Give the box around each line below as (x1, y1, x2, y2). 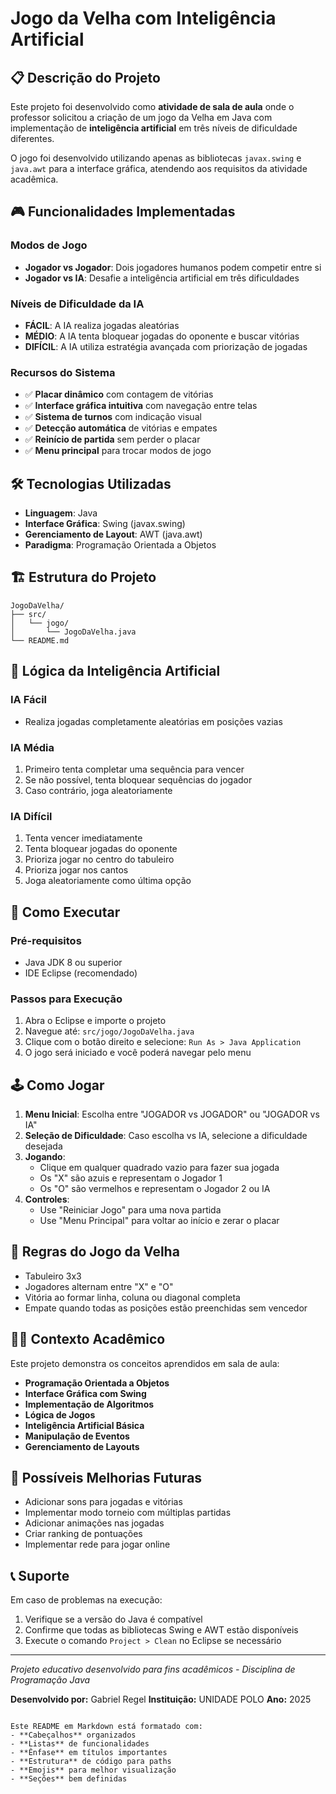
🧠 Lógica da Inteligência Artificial (10, 663, 221, 680)
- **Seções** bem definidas (10, 1774, 128, 1784)
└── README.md (10, 635, 70, 646)
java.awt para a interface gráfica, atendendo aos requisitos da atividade (10, 163, 308, 174)
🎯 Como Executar (10, 903, 121, 921)
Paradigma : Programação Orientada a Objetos (24, 539, 217, 551)
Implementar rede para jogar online (24, 1538, 171, 1551)
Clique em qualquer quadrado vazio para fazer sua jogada (39, 1161, 280, 1173)
